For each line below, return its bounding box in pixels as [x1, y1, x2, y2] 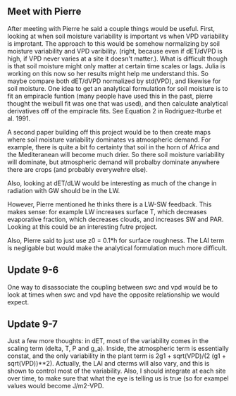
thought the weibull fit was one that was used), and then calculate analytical [7, 99, 228, 108]
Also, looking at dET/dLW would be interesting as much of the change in [7, 179, 217, 187]
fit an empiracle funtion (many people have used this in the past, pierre [7, 92, 213, 100]
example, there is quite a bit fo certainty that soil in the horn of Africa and [7, 142, 220, 151]
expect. [7, 297, 30, 306]
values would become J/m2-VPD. [7, 382, 104, 390]
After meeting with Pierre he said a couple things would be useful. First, [7, 24, 215, 32]
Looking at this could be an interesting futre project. [7, 222, 158, 231]
